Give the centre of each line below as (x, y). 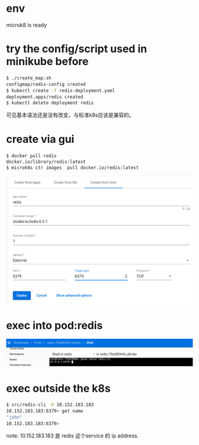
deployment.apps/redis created (45, 97)
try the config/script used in (77, 49)
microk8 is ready (27, 25)
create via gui (40, 140)
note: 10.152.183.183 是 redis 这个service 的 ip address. (73, 436)
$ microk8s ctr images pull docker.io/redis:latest (73, 168)
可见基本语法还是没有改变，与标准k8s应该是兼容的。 (70, 115)
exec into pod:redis (54, 325)
